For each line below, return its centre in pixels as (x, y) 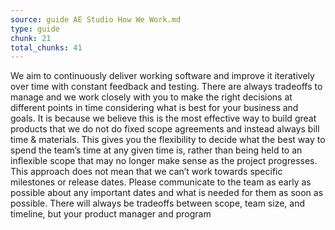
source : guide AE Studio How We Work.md (96, 19)
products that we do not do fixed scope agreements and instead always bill (165, 129)
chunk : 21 (31, 38)
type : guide (35, 29)
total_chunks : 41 (46, 47)
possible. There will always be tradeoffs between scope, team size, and (158, 203)
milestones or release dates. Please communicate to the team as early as (161, 182)
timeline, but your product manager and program (111, 214)
